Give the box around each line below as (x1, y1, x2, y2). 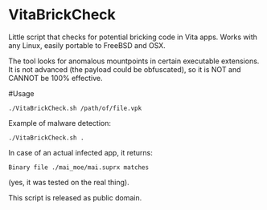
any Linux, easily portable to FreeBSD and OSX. (8, 40, 166, 50)
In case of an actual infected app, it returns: (8, 147, 153, 157)
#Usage (8, 88, 35, 98)
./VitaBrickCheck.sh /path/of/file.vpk (8, 104, 142, 112)
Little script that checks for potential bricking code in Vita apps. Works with (8, 32, 257, 42)
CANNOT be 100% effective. (8, 73, 103, 83)
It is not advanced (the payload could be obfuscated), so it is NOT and (8, 64, 241, 74)
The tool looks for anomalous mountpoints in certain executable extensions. (8, 56, 260, 66)
